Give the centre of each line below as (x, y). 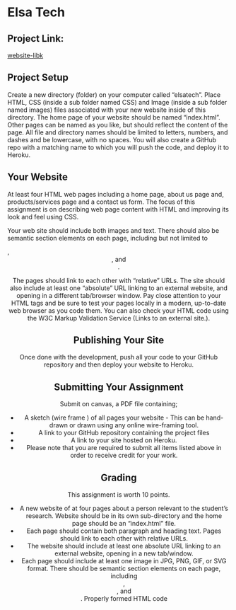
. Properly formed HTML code (124, 599)
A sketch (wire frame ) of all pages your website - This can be (114, 418)
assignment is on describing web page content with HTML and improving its (118, 209)
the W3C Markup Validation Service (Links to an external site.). (119, 318)
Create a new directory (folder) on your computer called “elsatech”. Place (114, 94)
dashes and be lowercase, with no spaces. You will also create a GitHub (112, 139)
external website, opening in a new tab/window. (124, 553)
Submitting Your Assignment (119, 387)
